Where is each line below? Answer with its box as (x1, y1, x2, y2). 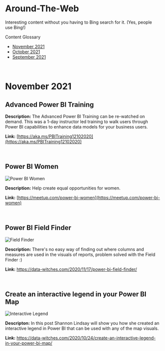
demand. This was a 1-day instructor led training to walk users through (5, 119, 149, 125)
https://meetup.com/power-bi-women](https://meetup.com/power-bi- (18, 194, 160, 200)
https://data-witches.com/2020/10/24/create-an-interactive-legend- (16, 335, 156, 341)
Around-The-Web (5, 3, 79, 14)
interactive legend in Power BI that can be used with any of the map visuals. (5, 325, 159, 331)
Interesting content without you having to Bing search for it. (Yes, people (5, 19, 152, 25)
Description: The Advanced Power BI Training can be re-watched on (5, 113, 145, 119)
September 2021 (12, 54, 46, 60)
